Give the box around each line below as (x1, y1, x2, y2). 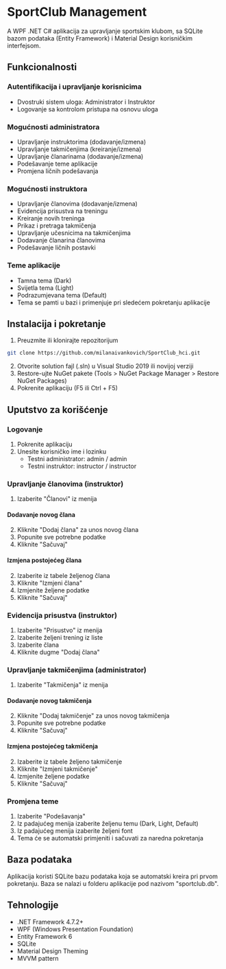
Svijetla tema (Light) (16, 283, 74, 292)
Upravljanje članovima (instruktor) (7, 479, 124, 489)
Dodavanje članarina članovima (16, 236, 106, 245)
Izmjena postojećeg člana (7, 556, 82, 564)
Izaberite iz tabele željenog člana (16, 571, 111, 579)
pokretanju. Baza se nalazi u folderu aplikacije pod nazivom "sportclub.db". (7, 879, 219, 887)
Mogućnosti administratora (7, 122, 100, 131)
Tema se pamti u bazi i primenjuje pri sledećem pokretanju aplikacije (16, 298, 210, 307)
